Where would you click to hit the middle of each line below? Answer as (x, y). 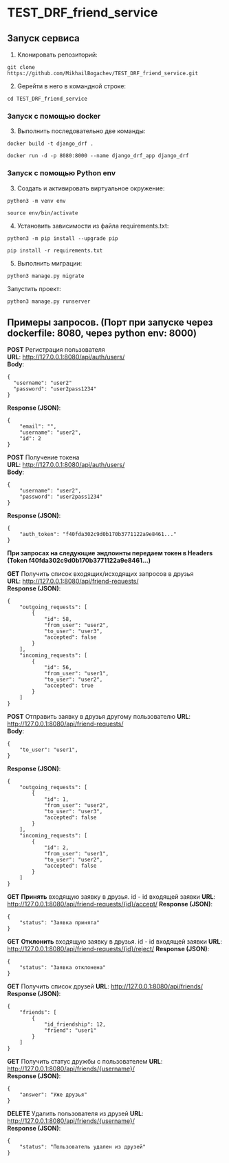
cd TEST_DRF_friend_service (47, 99)
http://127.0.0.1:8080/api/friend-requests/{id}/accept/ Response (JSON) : (110, 904)
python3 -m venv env (37, 201)
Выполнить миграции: (50, 263)
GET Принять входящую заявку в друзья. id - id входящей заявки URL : (111, 897)
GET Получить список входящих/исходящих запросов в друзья (100, 574)
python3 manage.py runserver (49, 301)
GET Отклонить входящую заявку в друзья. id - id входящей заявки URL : (115, 942)
